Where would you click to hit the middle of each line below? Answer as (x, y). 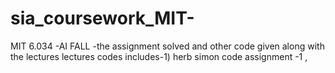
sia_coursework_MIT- (102, 18)
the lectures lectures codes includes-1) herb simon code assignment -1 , (159, 56)
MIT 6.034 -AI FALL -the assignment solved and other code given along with (167, 46)
